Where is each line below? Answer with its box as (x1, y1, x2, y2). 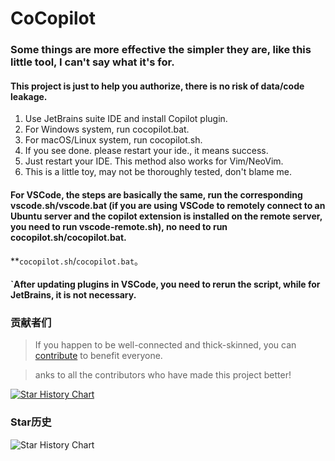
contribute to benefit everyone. (34, 350, 163, 362)
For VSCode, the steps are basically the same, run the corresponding (10, 188, 303, 201)
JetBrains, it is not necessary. (10, 289, 137, 301)
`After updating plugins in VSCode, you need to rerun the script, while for (10, 278, 321, 291)
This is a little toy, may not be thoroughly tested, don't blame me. (24, 166, 292, 178)
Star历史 (10, 415, 52, 429)
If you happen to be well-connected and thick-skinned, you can (34, 339, 297, 351)
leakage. (10, 90, 48, 102)
